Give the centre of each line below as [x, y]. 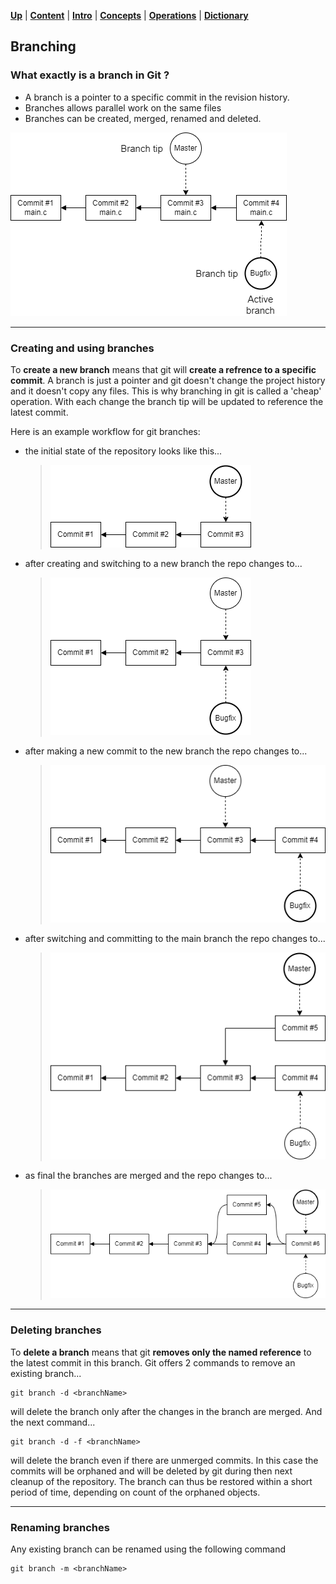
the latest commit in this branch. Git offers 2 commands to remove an [153, 1362]
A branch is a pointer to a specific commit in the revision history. [157, 97]
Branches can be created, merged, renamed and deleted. [143, 118]
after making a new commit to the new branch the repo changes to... [166, 751]
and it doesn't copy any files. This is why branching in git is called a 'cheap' [166, 391]
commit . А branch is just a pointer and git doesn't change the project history [168, 380]
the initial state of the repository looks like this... [123, 451]
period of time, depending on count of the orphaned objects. [135, 1492]
